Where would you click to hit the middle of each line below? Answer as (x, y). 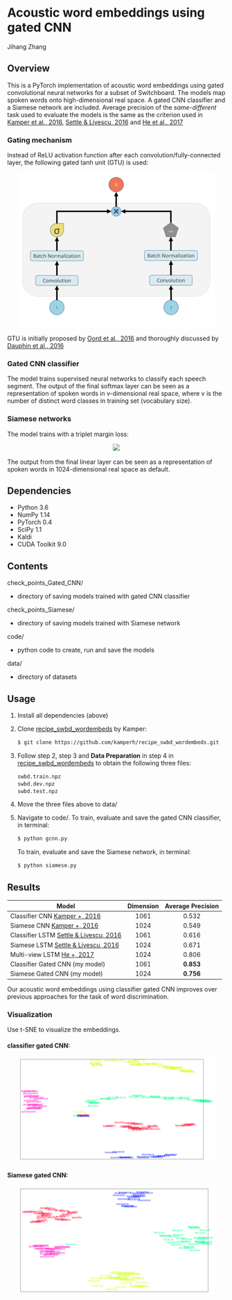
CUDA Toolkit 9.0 (42, 544)
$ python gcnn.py (42, 839)
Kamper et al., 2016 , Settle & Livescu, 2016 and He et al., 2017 (95, 122)
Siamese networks (39, 419)
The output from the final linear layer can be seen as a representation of (110, 462)
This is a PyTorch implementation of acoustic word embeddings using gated (115, 85)
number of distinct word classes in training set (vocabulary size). (100, 401)
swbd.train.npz (39, 777)
